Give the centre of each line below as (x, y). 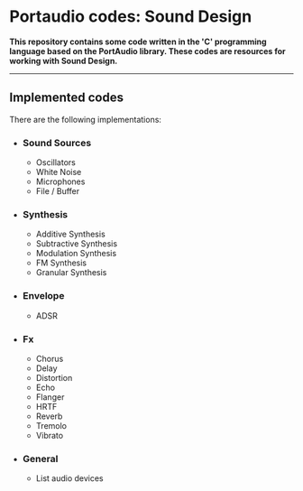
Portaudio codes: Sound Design (131, 17)
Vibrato (50, 435)
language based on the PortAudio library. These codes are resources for (147, 51)
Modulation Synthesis (76, 254)
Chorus (50, 358)
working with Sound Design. (64, 60)
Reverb (49, 416)
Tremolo (51, 425)
